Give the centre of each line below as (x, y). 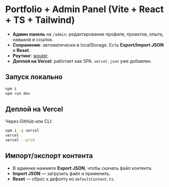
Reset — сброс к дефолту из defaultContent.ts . (64, 179)
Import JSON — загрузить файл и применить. (61, 173)
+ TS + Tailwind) (40, 20)
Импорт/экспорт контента (49, 156)
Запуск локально (34, 77)
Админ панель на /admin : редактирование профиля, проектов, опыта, (88, 34)
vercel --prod (20, 140)
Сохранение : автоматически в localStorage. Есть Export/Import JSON (88, 45)
